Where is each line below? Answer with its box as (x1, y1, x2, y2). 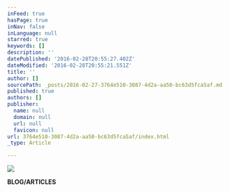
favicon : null (13, 127, 54, 134)
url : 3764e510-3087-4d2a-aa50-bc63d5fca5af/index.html (7, 133, 170, 140)
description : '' (7, 49, 54, 56)
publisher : (7, 101, 39, 108)
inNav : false (7, 23, 45, 30)
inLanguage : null (7, 29, 58, 37)
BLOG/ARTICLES (7, 178, 57, 186)
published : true (7, 88, 54, 95)
